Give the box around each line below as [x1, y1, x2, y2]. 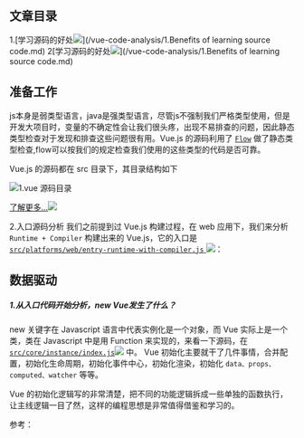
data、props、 [224, 359, 276, 368]
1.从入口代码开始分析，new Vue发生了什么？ [9, 300, 176, 310]
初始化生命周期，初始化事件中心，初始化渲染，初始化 [24, 357, 223, 368]
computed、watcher [9, 370, 78, 380]
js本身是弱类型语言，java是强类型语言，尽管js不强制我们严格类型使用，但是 [9, 109, 291, 120]
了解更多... [9, 202, 49, 213]
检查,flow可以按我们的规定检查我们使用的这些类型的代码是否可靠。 [16, 144, 266, 155]
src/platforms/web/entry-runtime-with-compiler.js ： [9, 243, 223, 254]
